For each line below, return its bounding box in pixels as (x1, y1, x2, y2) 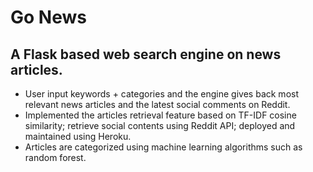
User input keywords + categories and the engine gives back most (24, 88, 299, 100)
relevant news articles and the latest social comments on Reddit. (24, 99, 291, 110)
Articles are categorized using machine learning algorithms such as (24, 141, 303, 153)
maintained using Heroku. (24, 131, 132, 142)
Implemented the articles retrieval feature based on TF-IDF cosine (24, 109, 297, 121)
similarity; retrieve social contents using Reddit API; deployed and (24, 120, 296, 131)
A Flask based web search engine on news (10, 46, 282, 63)
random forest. (24, 152, 87, 163)
